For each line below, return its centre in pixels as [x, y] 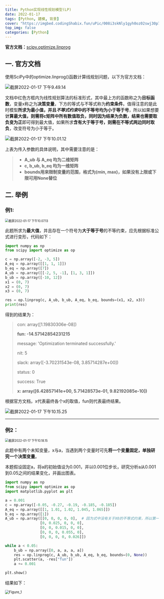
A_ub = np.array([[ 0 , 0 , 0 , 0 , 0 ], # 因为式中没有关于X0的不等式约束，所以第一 [82, 518]
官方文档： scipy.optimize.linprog [38, 47]
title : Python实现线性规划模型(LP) [38, 10]
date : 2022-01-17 [23, 14]
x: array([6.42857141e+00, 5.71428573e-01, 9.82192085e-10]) [82, 391]
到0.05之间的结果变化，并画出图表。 [42, 473]
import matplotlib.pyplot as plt [39, 491]
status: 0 [26, 372]
